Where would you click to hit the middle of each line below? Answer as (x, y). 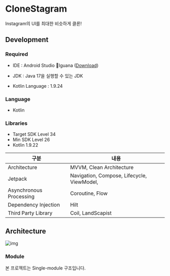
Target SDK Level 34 (34, 134)
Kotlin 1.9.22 (25, 145)
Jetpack (17, 179)
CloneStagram (36, 9)
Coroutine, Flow (89, 193)
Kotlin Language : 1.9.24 (38, 86)
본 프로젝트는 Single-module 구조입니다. (46, 268)
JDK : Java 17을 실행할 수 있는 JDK (48, 76)
